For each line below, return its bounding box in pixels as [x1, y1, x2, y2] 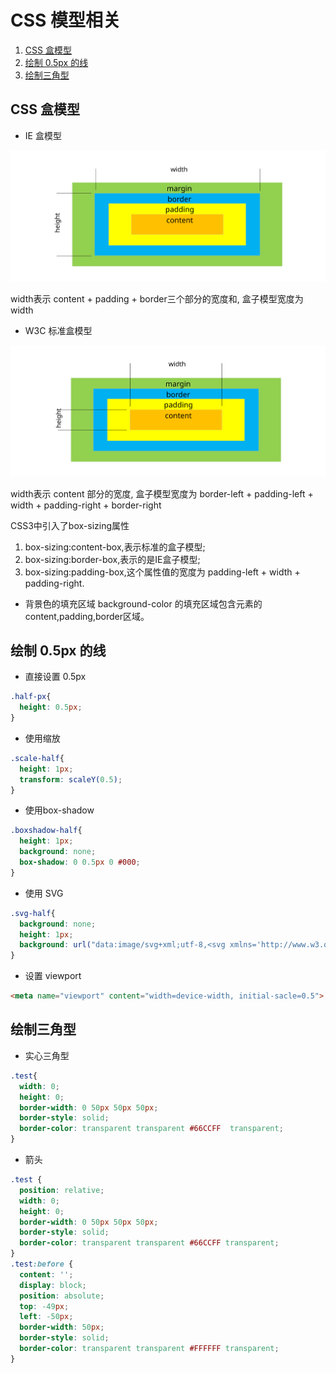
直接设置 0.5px [24, 671, 87, 683]
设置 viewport [24, 970, 82, 982]
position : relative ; [19, 1185, 105, 1195]
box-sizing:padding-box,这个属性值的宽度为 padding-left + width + [24, 566, 301, 578]
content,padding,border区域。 [24, 610, 150, 622]
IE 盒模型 [24, 129, 62, 141]
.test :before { [10, 1259, 74, 1269]
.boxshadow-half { [10, 826, 83, 836]
